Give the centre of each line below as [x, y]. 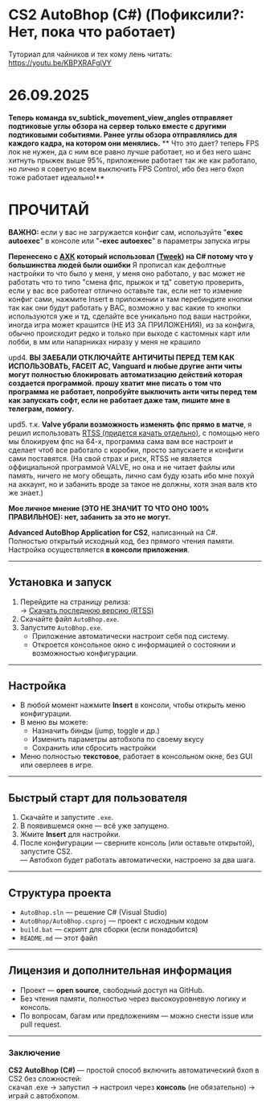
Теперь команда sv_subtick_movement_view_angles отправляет [121, 117]
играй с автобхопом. [44, 1096]
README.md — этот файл [59, 938]
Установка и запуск [60, 582]
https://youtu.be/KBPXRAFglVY [60, 63]
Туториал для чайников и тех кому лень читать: [90, 54]
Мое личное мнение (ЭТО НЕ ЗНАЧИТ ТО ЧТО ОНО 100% [109, 508]
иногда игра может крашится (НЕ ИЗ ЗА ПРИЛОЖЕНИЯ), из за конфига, [132, 324]
